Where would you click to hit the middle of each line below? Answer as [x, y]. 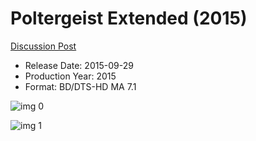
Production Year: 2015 [70, 76]
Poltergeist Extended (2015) [129, 18]
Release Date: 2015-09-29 [79, 65]
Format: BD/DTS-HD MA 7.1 [80, 86]
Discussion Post [43, 46]
